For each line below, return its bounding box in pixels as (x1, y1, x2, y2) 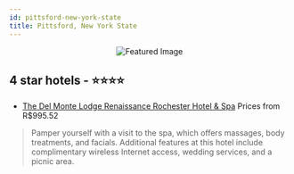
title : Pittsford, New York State (9, 21, 138, 30)
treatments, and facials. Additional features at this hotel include (30, 137, 264, 148)
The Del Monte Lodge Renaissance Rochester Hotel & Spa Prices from (21, 101, 281, 112)
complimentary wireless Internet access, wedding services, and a (30, 146, 273, 157)
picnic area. (30, 156, 75, 167)
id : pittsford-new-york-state (9, 12, 122, 22)
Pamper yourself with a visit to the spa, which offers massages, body (30, 128, 285, 138)
